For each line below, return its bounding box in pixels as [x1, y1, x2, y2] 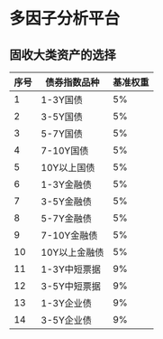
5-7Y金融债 [41, 212, 93, 224]
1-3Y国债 [41, 94, 84, 106]
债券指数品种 [44, 76, 100, 89]
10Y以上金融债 [41, 246, 104, 259]
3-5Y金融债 [41, 195, 93, 208]
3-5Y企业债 [41, 314, 93, 326]
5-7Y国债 [41, 127, 84, 140]
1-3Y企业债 [41, 297, 93, 309]
